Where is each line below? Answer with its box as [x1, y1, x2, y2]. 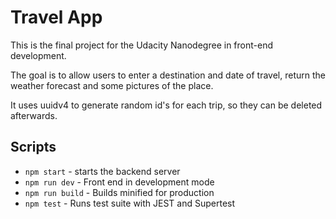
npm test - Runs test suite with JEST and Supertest [24, 197, 236, 209]
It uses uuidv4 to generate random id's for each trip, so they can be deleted [10, 99, 323, 111]
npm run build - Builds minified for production [24, 186, 215, 198]
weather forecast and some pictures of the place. [10, 79, 214, 91]
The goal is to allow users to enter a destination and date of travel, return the [10, 69, 326, 81]
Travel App [10, 6, 103, 29]
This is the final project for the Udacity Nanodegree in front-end [10, 39, 273, 51]
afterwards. [10, 109, 58, 121]
